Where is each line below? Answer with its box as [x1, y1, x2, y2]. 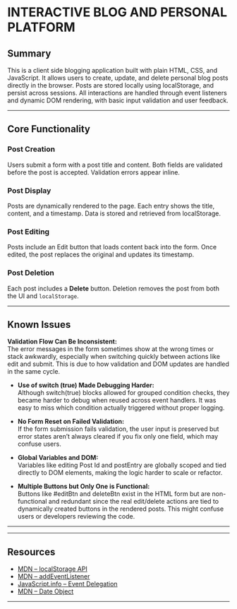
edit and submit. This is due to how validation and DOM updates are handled [7, 360, 229, 368]
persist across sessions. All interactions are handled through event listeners [7, 89, 227, 97]
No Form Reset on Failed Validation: [17, 418, 125, 426]
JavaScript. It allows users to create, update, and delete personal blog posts [7, 73, 229, 82]
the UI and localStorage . [7, 291, 79, 300]
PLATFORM [7, 19, 75, 35]
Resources [7, 545, 56, 558]
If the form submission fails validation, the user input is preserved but [17, 425, 219, 433]
